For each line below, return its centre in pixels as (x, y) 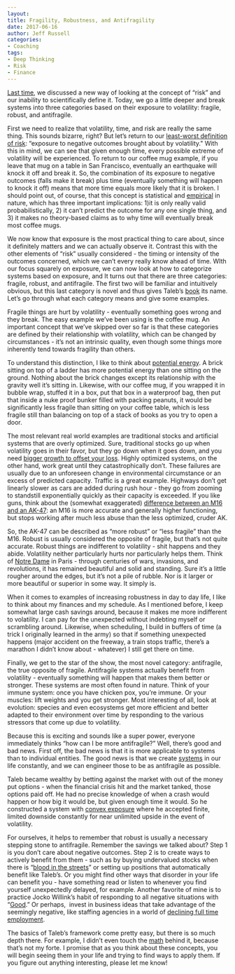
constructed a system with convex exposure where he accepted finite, (108, 809)
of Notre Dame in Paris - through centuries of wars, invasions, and (103, 561)
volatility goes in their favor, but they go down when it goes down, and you (115, 451)
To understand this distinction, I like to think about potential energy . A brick (115, 362)
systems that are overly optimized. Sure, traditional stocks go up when (109, 443)
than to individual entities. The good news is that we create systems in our (114, 758)
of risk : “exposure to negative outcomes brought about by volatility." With (113, 143)
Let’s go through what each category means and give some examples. (108, 298)
